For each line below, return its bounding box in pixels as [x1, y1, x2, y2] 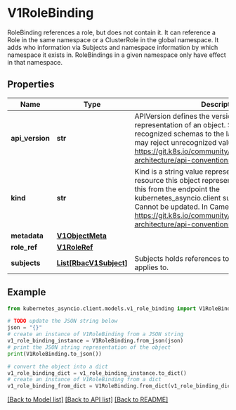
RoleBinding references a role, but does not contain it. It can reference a [7, 28, 216, 37]
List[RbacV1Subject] [56, 258, 128, 268]
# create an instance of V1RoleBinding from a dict [7, 376, 162, 383]
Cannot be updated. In [134, 202, 209, 212]
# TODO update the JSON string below [7, 318, 118, 325]
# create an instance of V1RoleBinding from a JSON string [7, 331, 184, 338]
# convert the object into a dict [7, 363, 109, 370]
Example [7, 286, 46, 298]
